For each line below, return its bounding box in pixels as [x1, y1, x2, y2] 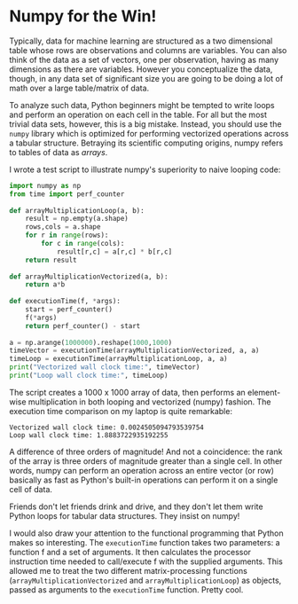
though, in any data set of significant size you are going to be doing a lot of [9, 73, 284, 83]
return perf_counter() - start [25, 321, 141, 330]
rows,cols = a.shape [25, 223, 101, 231]
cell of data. [9, 483, 53, 494]
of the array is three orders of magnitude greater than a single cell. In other [9, 455, 283, 467]
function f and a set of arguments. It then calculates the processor [9, 546, 251, 557]
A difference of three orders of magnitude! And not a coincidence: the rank [9, 446, 283, 457]
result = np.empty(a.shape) [25, 215, 129, 224]
